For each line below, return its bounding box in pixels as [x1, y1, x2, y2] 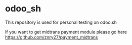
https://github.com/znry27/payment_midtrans [5, 34, 98, 40]
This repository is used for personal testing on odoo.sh [5, 19, 117, 25]
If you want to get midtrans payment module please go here [5, 29, 127, 35]
